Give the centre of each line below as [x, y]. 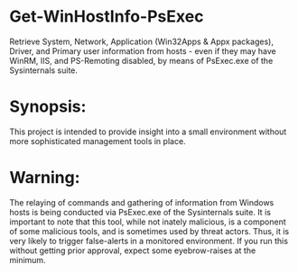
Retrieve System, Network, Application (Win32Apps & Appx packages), [141, 41]
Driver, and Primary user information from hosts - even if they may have [143, 50]
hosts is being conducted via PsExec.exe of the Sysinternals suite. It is [140, 212]
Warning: [45, 178]
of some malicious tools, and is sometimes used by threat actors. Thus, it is [149, 231]
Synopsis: [48, 107]
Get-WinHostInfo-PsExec [107, 17]
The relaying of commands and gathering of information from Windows [142, 202]
